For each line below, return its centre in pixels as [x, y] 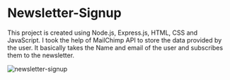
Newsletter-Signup [64, 13]
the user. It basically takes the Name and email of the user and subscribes [115, 47]
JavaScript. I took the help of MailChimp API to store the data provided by [115, 40]
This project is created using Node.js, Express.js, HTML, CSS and [103, 33]
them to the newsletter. [41, 55]
